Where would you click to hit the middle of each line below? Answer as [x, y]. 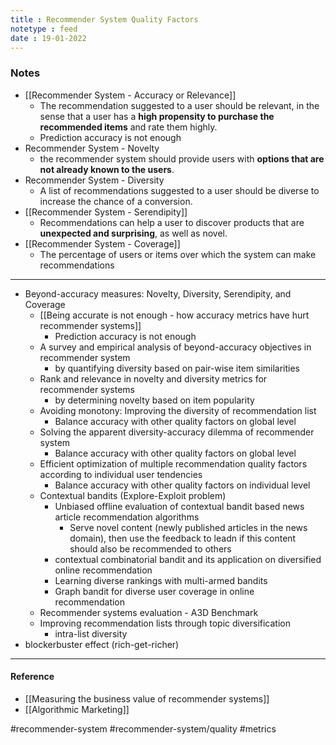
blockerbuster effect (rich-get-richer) [102, 644]
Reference [32, 677]
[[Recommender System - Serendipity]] [106, 212]
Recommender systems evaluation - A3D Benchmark [149, 612]
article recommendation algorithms [127, 517]
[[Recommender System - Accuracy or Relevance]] [130, 95]
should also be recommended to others [150, 548]
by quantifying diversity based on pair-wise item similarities [177, 368]
